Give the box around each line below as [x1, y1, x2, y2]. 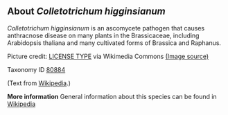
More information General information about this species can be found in [7, 92, 217, 100]
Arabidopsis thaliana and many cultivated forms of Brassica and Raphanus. [7, 38, 222, 47]
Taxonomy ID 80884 [7, 65, 66, 73]
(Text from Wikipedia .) [7, 79, 71, 87]
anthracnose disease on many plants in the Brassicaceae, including [7, 31, 200, 39]
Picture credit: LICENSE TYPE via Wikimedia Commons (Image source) [7, 52, 209, 60]
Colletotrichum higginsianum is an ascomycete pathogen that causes [7, 24, 205, 32]
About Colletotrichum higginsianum [7, 6, 166, 17]
